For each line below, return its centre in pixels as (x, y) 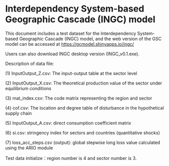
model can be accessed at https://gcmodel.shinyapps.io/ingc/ (70, 44)
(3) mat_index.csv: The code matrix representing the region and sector (79, 98)
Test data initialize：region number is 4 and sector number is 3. (71, 158)
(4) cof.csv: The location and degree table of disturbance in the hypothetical (84, 108)
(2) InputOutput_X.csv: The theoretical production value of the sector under (84, 83)
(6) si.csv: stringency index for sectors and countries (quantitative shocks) (83, 133)
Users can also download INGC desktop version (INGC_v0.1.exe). (72, 54)
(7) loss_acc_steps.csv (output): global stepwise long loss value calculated (83, 142)
